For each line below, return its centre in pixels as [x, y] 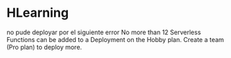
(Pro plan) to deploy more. [44, 47]
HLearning [38, 13]
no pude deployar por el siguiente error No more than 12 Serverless [104, 32]
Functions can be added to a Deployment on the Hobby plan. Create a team [115, 39]
